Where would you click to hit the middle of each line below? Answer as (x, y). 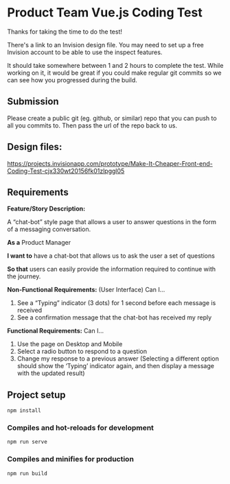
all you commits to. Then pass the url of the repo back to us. (92, 125)
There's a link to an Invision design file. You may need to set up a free (106, 45)
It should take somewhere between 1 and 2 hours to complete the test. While (115, 65)
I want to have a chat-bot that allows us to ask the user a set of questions (111, 256)
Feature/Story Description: (46, 209)
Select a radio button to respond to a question (82, 352)
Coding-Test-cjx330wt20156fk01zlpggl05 (66, 171)
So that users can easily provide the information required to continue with (112, 269)
